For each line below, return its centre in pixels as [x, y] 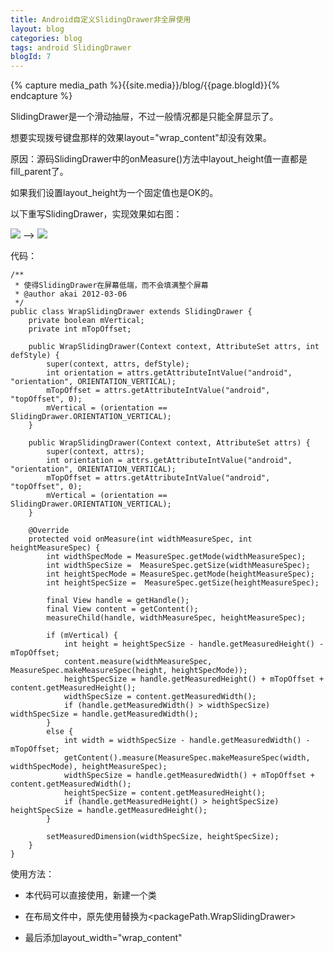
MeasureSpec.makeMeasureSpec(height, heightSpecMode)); [129, 671]
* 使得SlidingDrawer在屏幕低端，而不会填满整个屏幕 [111, 286]
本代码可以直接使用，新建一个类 [90, 895]
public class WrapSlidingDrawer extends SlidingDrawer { [131, 312]
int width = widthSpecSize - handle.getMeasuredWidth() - [187, 741]
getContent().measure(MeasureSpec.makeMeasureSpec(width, [187, 758]
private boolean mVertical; [86, 321]
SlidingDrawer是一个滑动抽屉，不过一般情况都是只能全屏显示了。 [144, 117]
